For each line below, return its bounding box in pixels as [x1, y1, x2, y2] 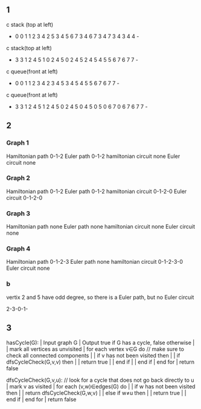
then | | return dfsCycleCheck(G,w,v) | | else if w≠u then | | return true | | [6, 389, 187, 396]
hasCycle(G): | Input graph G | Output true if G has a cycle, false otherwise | [6, 339, 195, 346]
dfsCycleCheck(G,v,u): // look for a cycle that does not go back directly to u [6, 376, 194, 384]
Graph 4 [6, 244, 31, 253]
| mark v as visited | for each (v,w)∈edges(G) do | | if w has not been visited [6, 382, 196, 390]
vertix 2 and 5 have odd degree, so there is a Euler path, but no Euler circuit [6, 293, 194, 301]
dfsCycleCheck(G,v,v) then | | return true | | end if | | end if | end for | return [6, 358, 195, 365]
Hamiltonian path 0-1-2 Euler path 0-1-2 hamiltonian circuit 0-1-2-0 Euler [6, 188, 187, 195]
